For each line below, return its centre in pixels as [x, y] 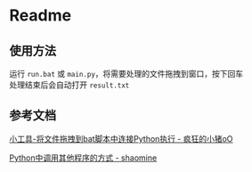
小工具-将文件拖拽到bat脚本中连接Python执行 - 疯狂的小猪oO [121, 138]
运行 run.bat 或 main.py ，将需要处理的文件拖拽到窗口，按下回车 [126, 74]
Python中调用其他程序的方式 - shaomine [83, 158]
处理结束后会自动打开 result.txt [69, 85]
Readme [41, 16]
